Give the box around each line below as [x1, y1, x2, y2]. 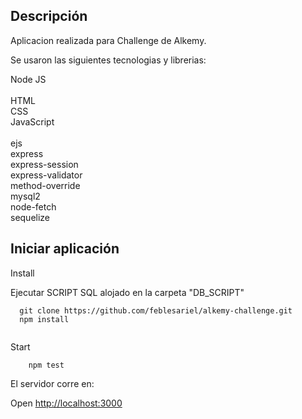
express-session [10, 158, 79, 170]
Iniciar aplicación [10, 240, 120, 258]
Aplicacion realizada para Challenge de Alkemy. [10, 34, 207, 46]
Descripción [10, 8, 88, 25]
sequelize [10, 211, 51, 223]
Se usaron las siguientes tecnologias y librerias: [10, 54, 207, 66]
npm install [19, 314, 70, 324]
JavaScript [10, 115, 55, 128]
